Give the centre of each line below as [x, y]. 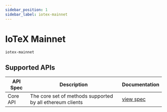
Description [74, 85]
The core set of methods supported [72, 96]
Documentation [140, 85]
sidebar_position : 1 [27, 10]
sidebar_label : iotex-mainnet [37, 14]
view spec [133, 99]
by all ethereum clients [56, 103]
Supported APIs [30, 67]
